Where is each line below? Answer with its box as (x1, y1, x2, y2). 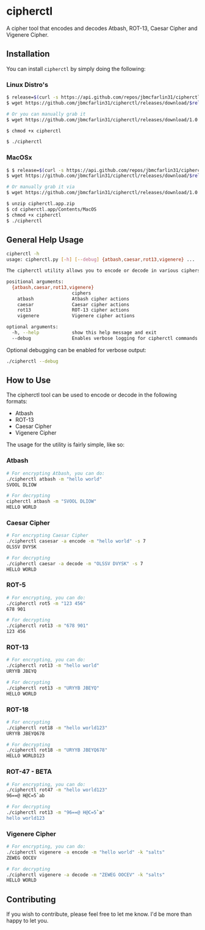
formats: (6, 398, 27, 405)
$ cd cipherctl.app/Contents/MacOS (6, 206, 97, 212)
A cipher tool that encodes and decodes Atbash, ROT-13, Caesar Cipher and (6, 24, 198, 32)
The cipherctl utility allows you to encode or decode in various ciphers (6, 268, 201, 274)
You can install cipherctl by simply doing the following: (6, 65, 146, 72)
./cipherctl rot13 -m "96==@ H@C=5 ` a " (6, 809, 105, 816)
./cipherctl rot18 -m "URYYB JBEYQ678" (6, 747, 108, 754)
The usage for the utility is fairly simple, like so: (6, 441, 125, 448)
